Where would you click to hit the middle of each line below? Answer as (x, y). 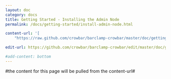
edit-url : (16, 47)
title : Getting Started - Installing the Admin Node (62, 19)
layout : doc (18, 10)
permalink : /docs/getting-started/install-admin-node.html (69, 24)
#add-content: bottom (28, 57)
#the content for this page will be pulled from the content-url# (70, 71)
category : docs (21, 15)
